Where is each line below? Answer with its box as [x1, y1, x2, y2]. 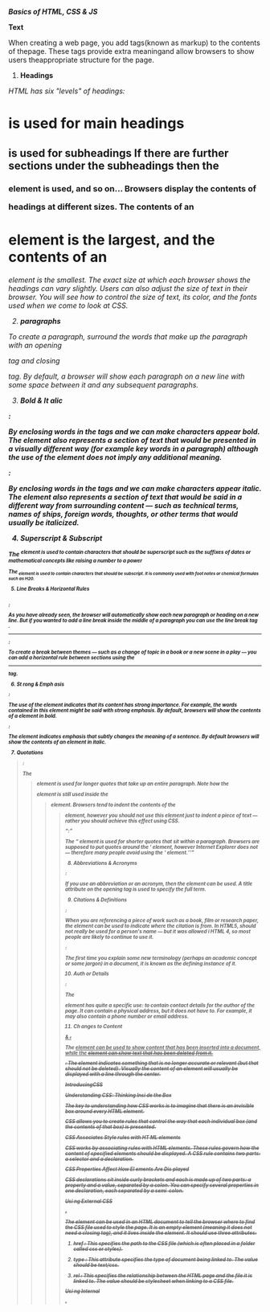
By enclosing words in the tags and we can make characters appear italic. [8, 483, 262, 493]
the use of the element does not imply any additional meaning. [8, 452, 223, 461]
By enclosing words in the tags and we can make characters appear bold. [8, 426, 260, 437]
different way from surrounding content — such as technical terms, [8, 500, 239, 510]
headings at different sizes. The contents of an [8, 201, 194, 212]
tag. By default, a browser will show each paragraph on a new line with [8, 371, 245, 381]
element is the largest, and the [8, 231, 215, 249]
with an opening [8, 340, 63, 350]
